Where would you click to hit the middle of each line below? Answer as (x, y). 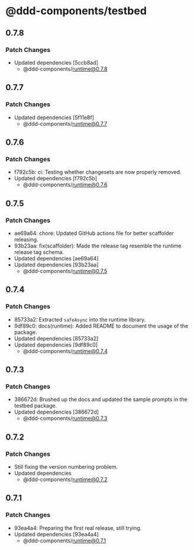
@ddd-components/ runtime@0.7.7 (65, 123)
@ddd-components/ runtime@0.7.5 (65, 271)
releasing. (26, 239)
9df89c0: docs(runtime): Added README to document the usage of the (101, 326)
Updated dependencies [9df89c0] (56, 345)
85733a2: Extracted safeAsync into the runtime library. (80, 319)
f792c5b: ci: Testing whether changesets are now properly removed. (98, 172)
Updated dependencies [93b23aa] (56, 265)
